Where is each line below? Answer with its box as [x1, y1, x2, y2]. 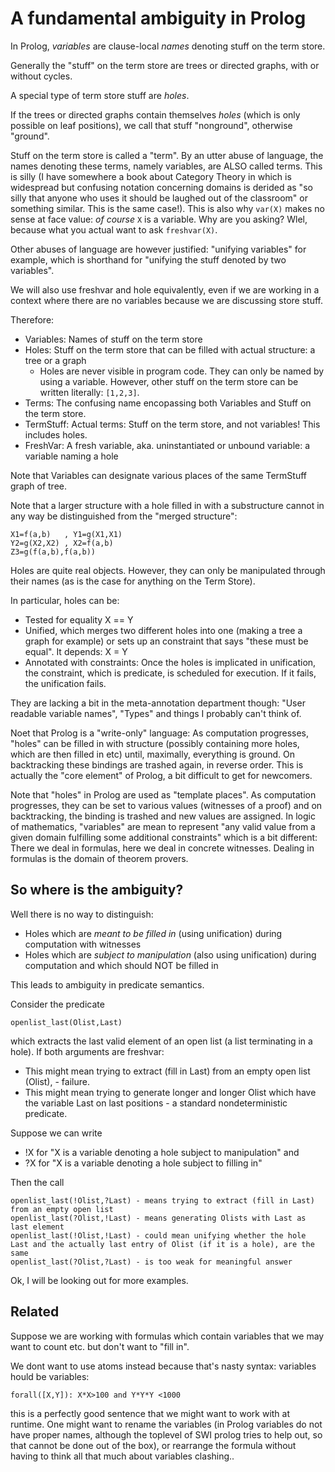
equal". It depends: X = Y [24, 645, 128, 657]
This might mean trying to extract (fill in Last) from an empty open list [24, 1065, 311, 1077]
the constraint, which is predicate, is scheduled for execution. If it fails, [24, 667, 317, 679]
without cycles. [10, 70, 73, 82]
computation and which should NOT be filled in [24, 959, 219, 971]
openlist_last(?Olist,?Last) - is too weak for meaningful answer [10, 1257, 293, 1267]
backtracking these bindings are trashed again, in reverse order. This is [10, 758, 304, 771]
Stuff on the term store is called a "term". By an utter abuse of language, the [10, 149, 324, 161]
